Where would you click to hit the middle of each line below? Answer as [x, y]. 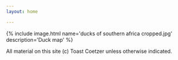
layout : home [22, 11]
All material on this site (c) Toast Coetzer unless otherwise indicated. [89, 51]
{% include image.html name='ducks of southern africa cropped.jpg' [89, 34]
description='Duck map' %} [40, 39]
